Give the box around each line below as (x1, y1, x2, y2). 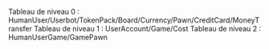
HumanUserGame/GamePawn (8, 32, 108, 42)
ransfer (8, 24, 32, 33)
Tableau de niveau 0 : (8, 7, 80, 16)
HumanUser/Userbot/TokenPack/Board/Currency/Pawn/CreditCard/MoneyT (8, 15, 260, 25)
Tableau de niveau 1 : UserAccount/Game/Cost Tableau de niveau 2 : (33, 24, 262, 33)
